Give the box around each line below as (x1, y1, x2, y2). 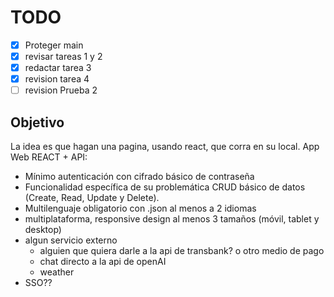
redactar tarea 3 (24, 62, 92, 74)
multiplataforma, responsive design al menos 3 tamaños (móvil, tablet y (24, 213, 320, 225)
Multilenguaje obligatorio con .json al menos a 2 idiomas (24, 202, 257, 215)
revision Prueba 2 (24, 84, 98, 96)
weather (39, 266, 75, 278)
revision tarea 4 (24, 73, 90, 85)
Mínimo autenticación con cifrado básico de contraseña (24, 171, 255, 183)
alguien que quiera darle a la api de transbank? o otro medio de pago (39, 245, 325, 257)
